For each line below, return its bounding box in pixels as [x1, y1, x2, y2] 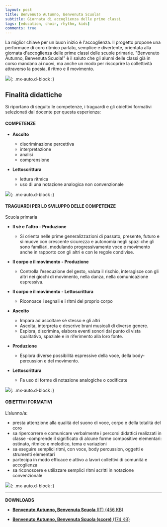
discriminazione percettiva [19, 141, 75, 147]
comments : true [5, 26, 37, 31]
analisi [19, 152, 33, 158]
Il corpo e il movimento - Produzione [12, 259, 89, 265]
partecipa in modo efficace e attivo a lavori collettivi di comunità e [12, 456, 148, 462]
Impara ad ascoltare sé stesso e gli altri [19, 318, 100, 324]
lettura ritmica [19, 176, 49, 182]
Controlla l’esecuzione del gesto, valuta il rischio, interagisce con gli [19, 268, 159, 274]
